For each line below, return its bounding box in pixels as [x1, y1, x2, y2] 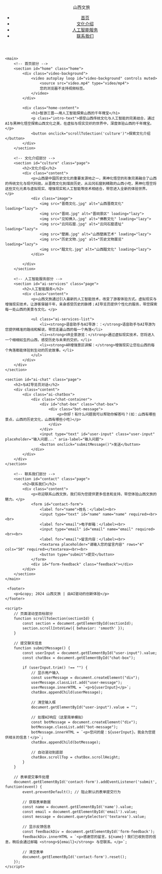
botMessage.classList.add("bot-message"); [31, 725, 118, 730]
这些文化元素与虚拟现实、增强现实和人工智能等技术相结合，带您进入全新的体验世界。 [5, 186, 149, 191]
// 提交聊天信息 [14, 641, 42, 646]
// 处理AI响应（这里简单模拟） [31, 715, 86, 720]
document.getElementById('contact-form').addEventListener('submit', [14, 779, 158, 784]
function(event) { [5, 784, 42, 789]
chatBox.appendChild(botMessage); [31, 740, 101, 745]
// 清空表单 [22, 850, 44, 854]
